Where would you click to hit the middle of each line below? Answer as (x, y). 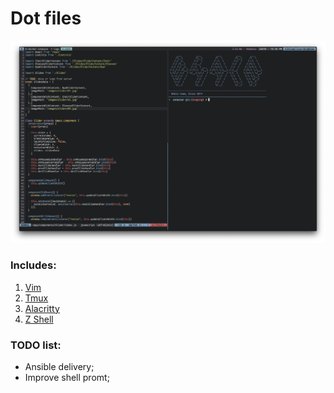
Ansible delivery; (59, 366)
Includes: (33, 265)
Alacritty (42, 308)
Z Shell (39, 319)
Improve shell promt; (67, 377)
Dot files (46, 18)
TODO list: (36, 345)
